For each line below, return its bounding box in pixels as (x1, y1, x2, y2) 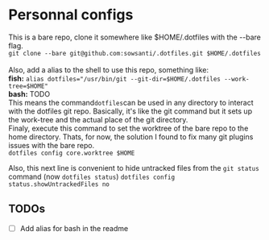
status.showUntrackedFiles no (8, 180, 110, 188)
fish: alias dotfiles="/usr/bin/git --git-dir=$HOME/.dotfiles (8, 73, 221, 83)
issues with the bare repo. (8, 140, 95, 150)
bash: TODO (8, 89, 51, 98)
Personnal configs (8, 6, 134, 24)
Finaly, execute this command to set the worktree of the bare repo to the (8, 123, 249, 133)
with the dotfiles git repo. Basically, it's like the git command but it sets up (8, 106, 252, 116)
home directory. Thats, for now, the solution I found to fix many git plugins (8, 131, 254, 142)
